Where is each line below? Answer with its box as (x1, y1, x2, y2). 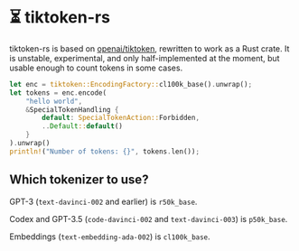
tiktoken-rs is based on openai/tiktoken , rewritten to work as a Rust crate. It (9, 42, 290, 54)
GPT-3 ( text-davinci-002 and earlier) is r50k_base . (9, 196, 198, 207)
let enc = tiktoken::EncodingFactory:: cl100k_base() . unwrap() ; (9, 79, 253, 88)
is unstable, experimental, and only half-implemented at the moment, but (9, 52, 280, 63)
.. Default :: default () (42, 122, 124, 131)
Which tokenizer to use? (9, 172, 149, 188)
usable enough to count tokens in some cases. (9, 62, 183, 73)
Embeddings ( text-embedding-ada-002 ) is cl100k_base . (9, 231, 210, 242)
